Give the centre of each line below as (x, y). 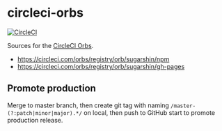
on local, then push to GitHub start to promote (149, 112)
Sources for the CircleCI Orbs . (50, 45)
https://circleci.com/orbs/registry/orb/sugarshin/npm (93, 59)
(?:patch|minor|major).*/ (45, 113)
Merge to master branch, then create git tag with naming (88, 105)
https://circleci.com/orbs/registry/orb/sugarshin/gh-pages (101, 66)
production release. (35, 120)
